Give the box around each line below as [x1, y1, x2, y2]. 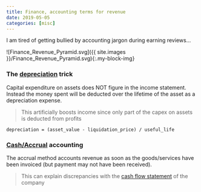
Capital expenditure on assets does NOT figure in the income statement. [6, 84, 186, 91]
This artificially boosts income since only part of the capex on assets [21, 108, 193, 116]
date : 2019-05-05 [6, 15, 50, 21]
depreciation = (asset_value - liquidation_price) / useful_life [6, 127, 174, 133]
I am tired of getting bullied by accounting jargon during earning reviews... [6, 37, 191, 44]
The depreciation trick [6, 70, 73, 79]
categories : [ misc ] [6, 20, 56, 26]
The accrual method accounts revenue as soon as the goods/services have [6, 154, 194, 161]
